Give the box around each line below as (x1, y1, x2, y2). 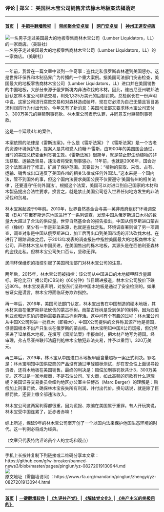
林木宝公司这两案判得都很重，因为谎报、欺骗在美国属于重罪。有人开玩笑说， (5, 402, 159, 409)
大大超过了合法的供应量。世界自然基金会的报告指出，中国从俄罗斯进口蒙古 (9, 218, 159, 224)
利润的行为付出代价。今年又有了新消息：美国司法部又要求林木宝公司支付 (9, 104, 155, 111)
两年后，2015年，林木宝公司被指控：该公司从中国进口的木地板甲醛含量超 (5, 271, 152, 277)
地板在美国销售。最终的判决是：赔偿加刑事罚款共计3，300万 (30, 367, 153, 372)
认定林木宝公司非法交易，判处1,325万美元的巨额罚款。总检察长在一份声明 (9, 92, 157, 99)
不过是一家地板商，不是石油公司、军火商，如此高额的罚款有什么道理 (18, 373, 155, 379)
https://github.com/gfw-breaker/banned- (5, 458, 88, 464)
